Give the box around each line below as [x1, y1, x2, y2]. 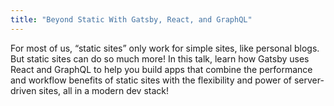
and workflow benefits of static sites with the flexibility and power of [10, 74, 293, 86]
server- [293, 74, 325, 86]
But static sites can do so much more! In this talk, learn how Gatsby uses [10, 52, 310, 65]
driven [10, 84, 37, 96]
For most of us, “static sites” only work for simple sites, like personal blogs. [10, 42, 320, 54]
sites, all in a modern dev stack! [38, 84, 170, 96]
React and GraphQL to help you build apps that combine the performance [10, 63, 313, 75]
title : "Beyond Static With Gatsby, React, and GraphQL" [10, 14, 253, 25]
